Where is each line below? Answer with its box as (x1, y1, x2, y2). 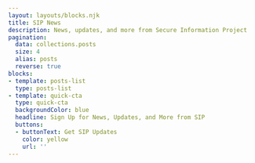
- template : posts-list (8, 77, 86, 85)
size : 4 (15, 48, 41, 56)
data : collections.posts (15, 41, 97, 49)
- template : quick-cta (8, 92, 82, 100)
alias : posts (15, 56, 58, 63)
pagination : (8, 33, 47, 42)
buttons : (15, 121, 44, 129)
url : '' (22, 143, 47, 150)
